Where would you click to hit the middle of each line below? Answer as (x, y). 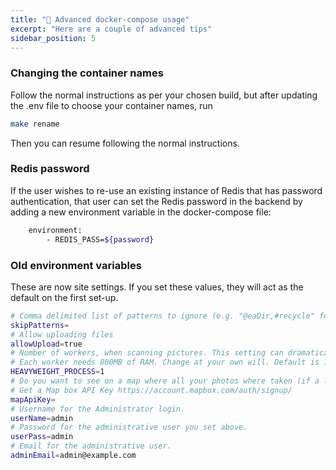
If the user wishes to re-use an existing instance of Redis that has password (166, 190)
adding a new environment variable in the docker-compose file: (141, 212)
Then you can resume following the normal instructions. (125, 143)
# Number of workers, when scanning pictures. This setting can (147, 353)
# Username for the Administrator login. (98, 409)
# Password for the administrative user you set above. (129, 427)
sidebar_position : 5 (53, 38)
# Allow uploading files (62, 334)
